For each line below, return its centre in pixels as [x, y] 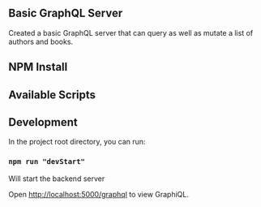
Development [43, 122]
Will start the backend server [57, 179]
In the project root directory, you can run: [77, 142]
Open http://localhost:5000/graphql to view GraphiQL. [98, 194]
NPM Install [38, 67]
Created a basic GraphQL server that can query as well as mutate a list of [131, 32]
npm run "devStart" [47, 162]
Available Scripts [52, 95]
